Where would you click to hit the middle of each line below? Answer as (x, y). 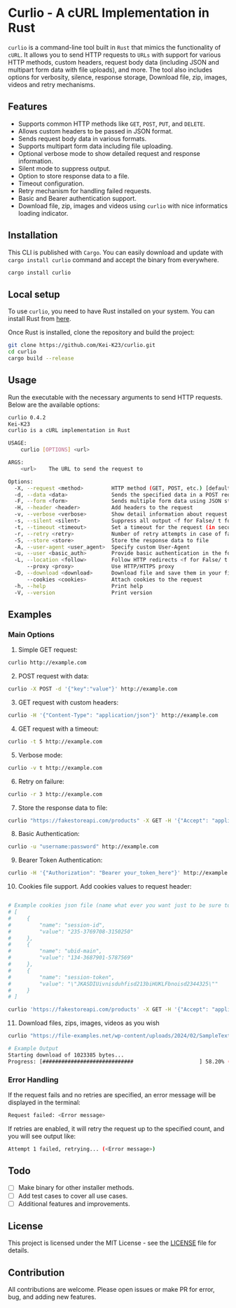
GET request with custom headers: (68, 702)
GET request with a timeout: (58, 728)
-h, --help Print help (78, 586)
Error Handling (33, 1080)
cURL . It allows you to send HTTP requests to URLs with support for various (114, 55)
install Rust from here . (40, 319)
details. (19, 1250)
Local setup (34, 294)
